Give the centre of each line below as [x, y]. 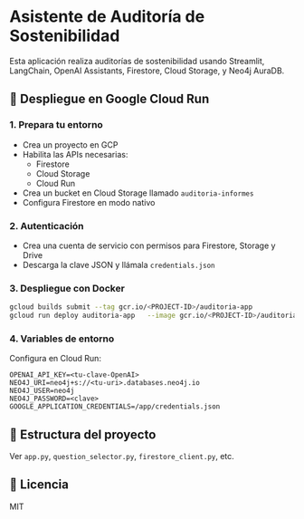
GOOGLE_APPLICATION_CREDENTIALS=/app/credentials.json [115, 407]
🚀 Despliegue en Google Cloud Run [109, 99]
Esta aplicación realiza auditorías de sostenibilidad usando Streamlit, [137, 61]
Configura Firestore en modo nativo [89, 202]
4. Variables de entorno [62, 339]
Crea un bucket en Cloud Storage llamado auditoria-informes [138, 193]
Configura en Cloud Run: [56, 359]
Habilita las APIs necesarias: [75, 154]
